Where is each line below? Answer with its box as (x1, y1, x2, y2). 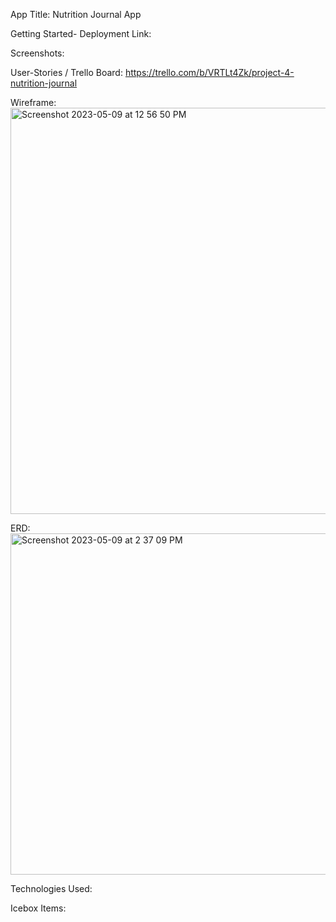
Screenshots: (10, 47, 65, 59)
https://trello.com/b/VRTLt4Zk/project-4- (124, 67, 295, 78)
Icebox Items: (10, 902, 67, 914)
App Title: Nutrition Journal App (10, 9, 142, 20)
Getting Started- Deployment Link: (10, 28, 152, 39)
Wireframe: (10, 97, 57, 108)
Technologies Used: (10, 883, 93, 894)
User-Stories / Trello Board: (10, 67, 123, 78)
